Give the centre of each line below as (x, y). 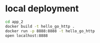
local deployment (42, 9)
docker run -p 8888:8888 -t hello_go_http (50, 31)
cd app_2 (14, 22)
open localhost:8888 (27, 36)
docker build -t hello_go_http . (40, 26)
